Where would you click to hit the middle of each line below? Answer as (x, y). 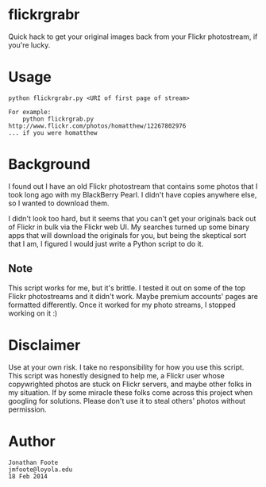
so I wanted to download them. (59, 203)
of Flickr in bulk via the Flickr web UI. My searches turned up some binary (129, 227)
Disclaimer (44, 345)
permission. (27, 409)
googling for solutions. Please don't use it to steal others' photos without (127, 401)
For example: (30, 112)
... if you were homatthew (53, 132)
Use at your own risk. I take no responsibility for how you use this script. (126, 367)
